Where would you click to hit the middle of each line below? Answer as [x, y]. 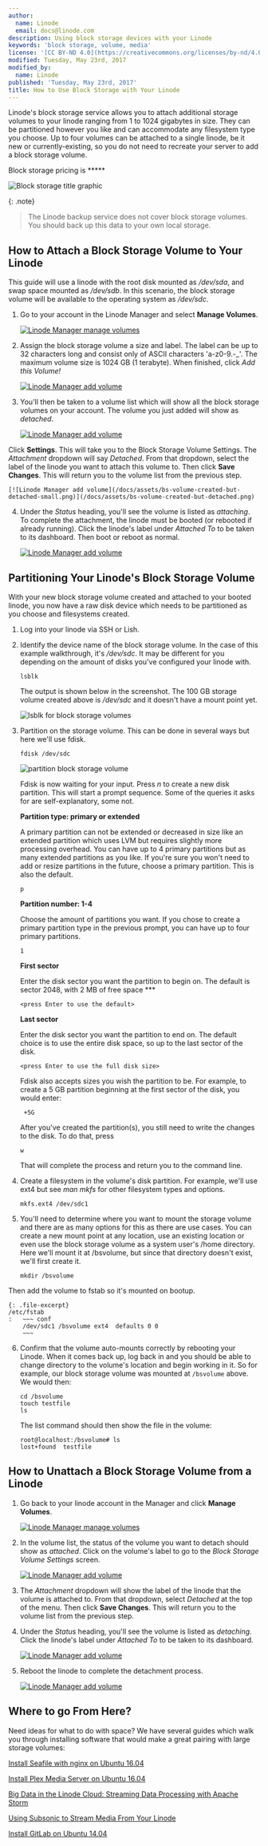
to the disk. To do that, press [67, 1136]
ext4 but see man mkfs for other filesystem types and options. [122, 1189]
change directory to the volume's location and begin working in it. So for [138, 1365]
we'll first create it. [50, 1261]
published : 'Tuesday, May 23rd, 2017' [73, 82]
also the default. [46, 874]
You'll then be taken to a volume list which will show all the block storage [139, 402]
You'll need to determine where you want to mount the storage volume [136, 1219]
